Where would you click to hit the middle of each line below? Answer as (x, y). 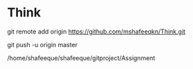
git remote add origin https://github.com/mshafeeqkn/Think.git (96, 31)
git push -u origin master (43, 44)
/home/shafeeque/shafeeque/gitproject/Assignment (81, 58)
